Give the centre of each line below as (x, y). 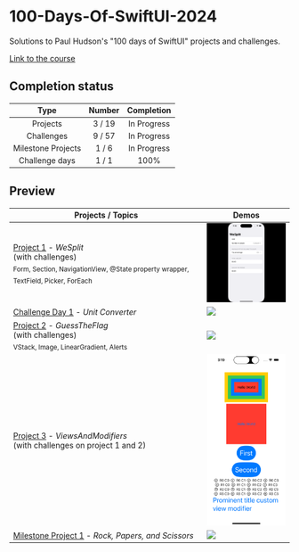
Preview (32, 191)
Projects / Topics (106, 215)
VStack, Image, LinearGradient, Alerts (70, 347)
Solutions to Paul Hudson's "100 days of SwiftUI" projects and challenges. (145, 41)
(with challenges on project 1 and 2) (80, 445)
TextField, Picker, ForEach (53, 281)
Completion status (61, 87)
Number (104, 111)
